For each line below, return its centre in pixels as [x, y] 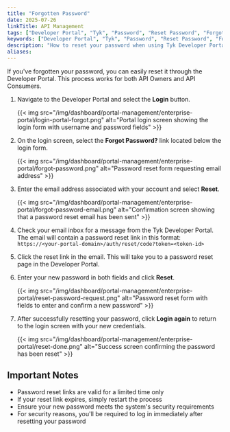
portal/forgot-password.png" [58, 168]
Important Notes [43, 375]
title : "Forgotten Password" [49, 13]
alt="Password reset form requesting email [161, 168]
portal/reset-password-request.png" [68, 298]
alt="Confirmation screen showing [167, 209]
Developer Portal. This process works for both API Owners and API [101, 78]
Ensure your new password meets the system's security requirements [115, 407]
